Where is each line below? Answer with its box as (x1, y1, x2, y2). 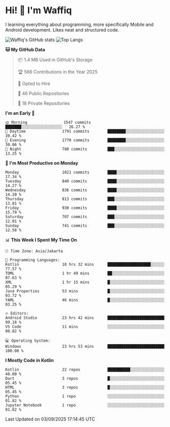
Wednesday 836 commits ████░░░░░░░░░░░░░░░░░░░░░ (5, 188, 165, 193)
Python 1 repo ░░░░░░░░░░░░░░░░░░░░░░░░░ (5, 393, 165, 399)
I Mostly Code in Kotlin (5, 357, 54, 363)
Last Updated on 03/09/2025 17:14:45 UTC (5, 416, 95, 422)
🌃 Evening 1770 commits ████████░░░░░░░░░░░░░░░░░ (5, 137, 165, 143)
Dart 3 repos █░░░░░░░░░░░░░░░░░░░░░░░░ (5, 376, 165, 381)
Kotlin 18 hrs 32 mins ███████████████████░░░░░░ (5, 262, 165, 267)
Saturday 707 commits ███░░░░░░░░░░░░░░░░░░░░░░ (5, 214, 165, 219)
